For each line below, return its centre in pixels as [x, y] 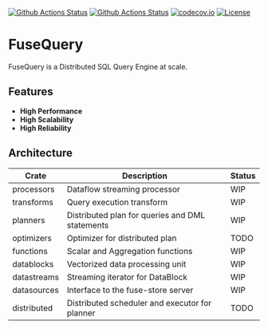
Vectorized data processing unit [126, 264]
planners [29, 220]
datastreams [36, 277]
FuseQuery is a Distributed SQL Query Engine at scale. [98, 66]
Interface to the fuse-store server [130, 290]
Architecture [41, 153]
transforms [33, 202]
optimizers [32, 238]
